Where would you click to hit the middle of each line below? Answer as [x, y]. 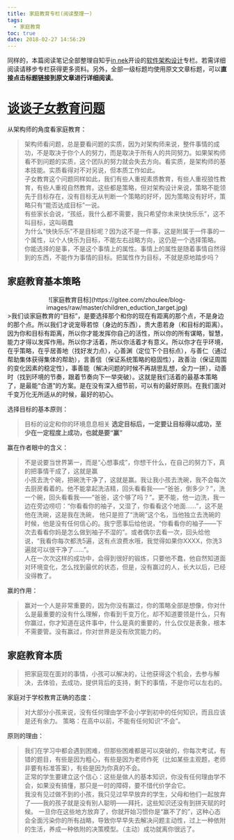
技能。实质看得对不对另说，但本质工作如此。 [94, 170]
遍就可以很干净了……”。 [58, 549]
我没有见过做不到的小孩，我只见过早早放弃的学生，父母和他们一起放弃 [125, 794]
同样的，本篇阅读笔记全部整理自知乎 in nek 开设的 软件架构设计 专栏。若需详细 [117, 61]
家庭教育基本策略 [44, 282]
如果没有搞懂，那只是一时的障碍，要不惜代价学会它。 [113, 785]
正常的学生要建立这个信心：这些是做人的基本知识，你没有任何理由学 [122, 777]
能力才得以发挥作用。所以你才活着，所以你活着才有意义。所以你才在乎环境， [117, 342]
